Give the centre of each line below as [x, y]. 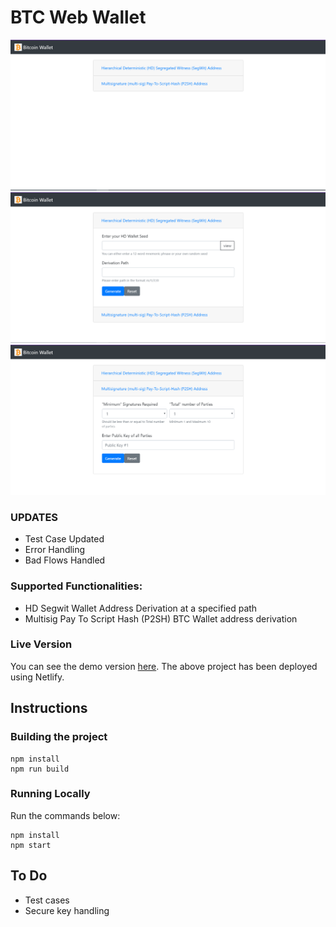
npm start [31, 845]
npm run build [40, 769]
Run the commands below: [65, 815]
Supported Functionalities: [76, 586]
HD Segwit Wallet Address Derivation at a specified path [141, 608]
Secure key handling [67, 910]
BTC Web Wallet [78, 17]
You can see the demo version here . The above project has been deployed [164, 666]
